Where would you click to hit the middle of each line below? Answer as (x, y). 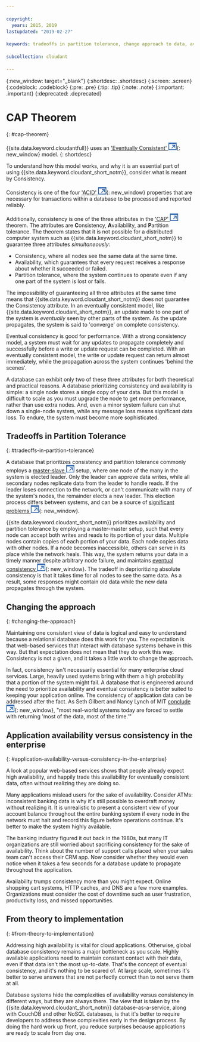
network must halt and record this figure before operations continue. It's (95, 820)
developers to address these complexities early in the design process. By (96, 1020)
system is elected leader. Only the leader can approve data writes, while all (98, 477)
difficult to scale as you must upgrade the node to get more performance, (96, 398)
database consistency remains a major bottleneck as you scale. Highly (93, 951)
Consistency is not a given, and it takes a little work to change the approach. (100, 658)
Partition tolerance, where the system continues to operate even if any (101, 275)
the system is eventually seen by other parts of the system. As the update (97, 318)
